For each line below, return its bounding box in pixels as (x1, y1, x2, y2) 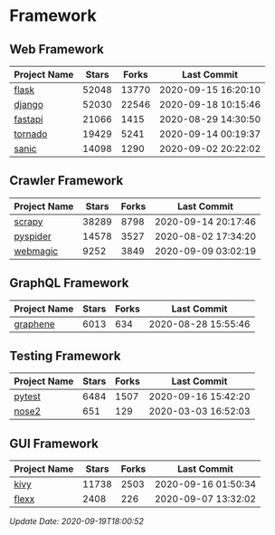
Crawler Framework (9, 173, 124, 188)
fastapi (14, 113, 43, 125)
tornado (14, 128, 48, 140)
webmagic (14, 244, 59, 257)
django (14, 99, 43, 110)
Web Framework (9, 42, 104, 57)
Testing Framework (9, 349, 121, 364)
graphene (14, 318, 56, 330)
